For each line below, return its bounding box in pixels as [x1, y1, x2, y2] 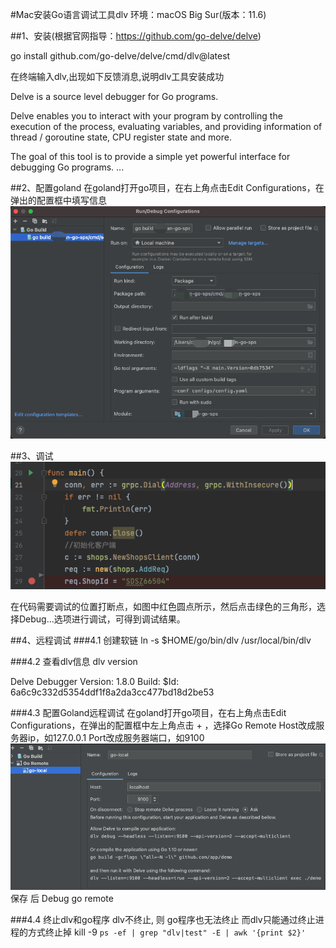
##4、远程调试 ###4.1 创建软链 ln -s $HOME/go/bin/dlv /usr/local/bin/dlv [10, 634, 312, 646]
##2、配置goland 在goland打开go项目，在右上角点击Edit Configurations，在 [10, 182, 325, 193]
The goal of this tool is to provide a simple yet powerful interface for [10, 151, 291, 162]
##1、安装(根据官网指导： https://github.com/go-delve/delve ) [10, 30, 262, 42]
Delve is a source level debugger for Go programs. [10, 91, 219, 102]
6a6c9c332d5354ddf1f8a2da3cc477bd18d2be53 [10, 686, 215, 698]
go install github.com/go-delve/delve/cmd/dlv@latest [10, 50, 231, 62]
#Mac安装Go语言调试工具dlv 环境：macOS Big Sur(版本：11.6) [10, 9, 267, 20]
